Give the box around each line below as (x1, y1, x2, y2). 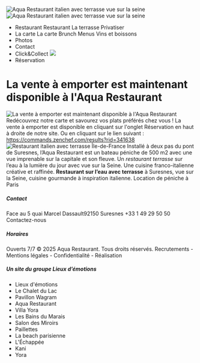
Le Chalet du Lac (14, 287, 57, 294)
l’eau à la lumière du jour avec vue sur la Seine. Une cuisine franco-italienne (6, 162, 194, 169)
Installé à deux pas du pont (127, 142, 194, 150)
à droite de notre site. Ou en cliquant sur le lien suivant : (6, 130, 144, 137)
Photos (14, 37, 33, 43)
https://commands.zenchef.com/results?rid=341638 (6, 136, 135, 143)
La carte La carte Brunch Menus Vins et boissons (14, 30, 137, 37)
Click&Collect (14, 50, 49, 57)
